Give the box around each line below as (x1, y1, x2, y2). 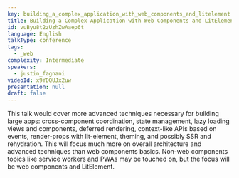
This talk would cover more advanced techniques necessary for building (7, 110, 219, 118)
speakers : (7, 63, 37, 70)
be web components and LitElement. (7, 162, 115, 171)
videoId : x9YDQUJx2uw (7, 76, 72, 84)
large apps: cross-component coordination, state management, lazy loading (7, 117, 230, 125)
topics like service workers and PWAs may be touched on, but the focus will (7, 155, 230, 164)
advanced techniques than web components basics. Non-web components (7, 147, 228, 156)
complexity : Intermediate (7, 57, 84, 64)
